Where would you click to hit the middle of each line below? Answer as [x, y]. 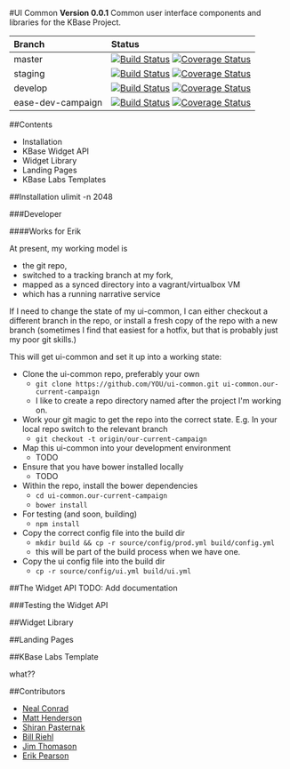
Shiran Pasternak [53, 727]
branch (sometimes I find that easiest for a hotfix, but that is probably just [144, 330]
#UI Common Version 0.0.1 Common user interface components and [135, 13]
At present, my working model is [68, 248]
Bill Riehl [38, 737]
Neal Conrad [45, 709]
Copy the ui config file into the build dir [93, 561]
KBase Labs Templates [64, 180]
